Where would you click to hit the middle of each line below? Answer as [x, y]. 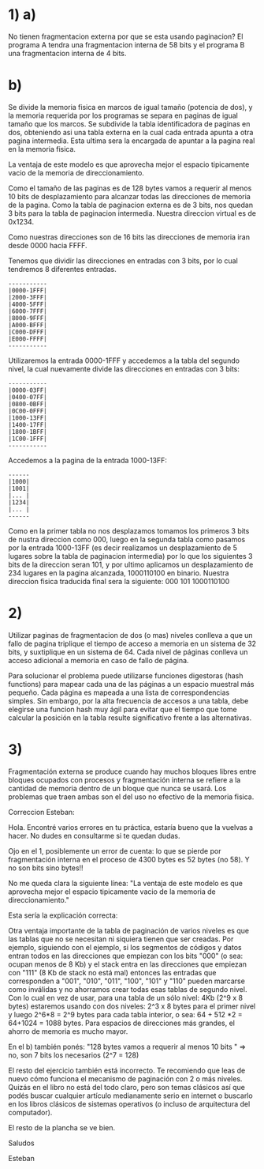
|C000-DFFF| [28, 332]
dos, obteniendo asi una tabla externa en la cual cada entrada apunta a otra [131, 132]
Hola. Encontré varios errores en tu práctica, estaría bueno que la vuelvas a [131, 827]
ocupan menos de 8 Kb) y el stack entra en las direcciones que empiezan [127, 964]
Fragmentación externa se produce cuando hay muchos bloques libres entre [132, 771]
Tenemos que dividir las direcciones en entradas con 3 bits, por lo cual [123, 260]
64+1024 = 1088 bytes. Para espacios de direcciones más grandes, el [121, 1023]
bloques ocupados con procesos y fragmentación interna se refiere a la [125, 779]
